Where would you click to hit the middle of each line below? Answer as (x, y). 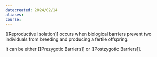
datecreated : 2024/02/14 (31, 10)
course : (13, 19)
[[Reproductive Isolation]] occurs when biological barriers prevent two (78, 34)
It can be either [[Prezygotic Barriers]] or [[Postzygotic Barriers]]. (73, 49)
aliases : (14, 15)
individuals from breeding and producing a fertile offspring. (67, 39)
